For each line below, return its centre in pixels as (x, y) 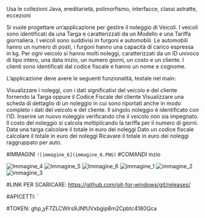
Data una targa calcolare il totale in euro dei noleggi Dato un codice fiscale (100, 129)
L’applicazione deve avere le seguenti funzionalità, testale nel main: (91, 78)
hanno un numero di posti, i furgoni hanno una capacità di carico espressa (100, 47)
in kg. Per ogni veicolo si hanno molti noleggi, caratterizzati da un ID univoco (103, 53)
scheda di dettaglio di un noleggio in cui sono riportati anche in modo (94, 103)
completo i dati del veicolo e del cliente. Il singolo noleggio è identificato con (102, 110)
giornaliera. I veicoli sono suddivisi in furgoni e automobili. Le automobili (97, 40)
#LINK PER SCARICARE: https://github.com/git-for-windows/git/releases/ (99, 185)
